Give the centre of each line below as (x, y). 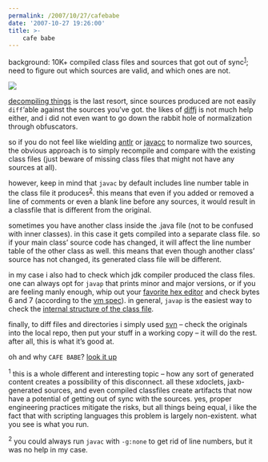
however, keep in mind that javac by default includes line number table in (129, 183)
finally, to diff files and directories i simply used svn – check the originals (128, 324)
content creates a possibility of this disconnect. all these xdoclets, (117, 382)
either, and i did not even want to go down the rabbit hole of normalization (130, 117)
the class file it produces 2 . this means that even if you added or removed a (131, 192)
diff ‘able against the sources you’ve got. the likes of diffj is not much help (131, 110)
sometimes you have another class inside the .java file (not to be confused (131, 225)
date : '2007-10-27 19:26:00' (57, 23)
